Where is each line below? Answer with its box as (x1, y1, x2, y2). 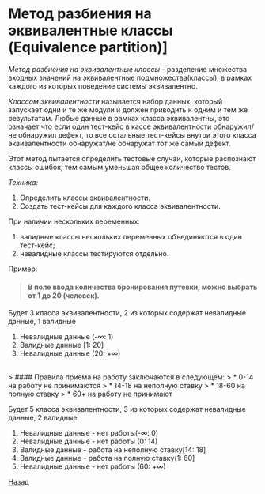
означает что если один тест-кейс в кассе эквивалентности (8, 122, 212, 131)
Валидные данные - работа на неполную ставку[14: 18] (19, 445, 206, 454)
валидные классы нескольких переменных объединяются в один (19, 232, 243, 241)
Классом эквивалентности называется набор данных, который (8, 96, 223, 106)
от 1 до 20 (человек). (27, 290, 100, 300)
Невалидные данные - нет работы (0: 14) (19, 436, 158, 447)
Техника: (8, 177, 39, 187)
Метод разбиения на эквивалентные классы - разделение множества (8, 64, 248, 74)
